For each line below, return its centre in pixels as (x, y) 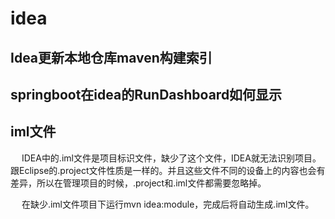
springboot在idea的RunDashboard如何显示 (146, 94)
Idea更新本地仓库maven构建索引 (111, 57)
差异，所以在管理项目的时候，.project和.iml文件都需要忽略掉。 (138, 183)
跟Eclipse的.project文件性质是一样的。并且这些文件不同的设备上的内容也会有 (168, 170)
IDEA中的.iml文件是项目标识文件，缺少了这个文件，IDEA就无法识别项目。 (171, 158)
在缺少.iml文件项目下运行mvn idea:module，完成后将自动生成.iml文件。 (168, 204)
